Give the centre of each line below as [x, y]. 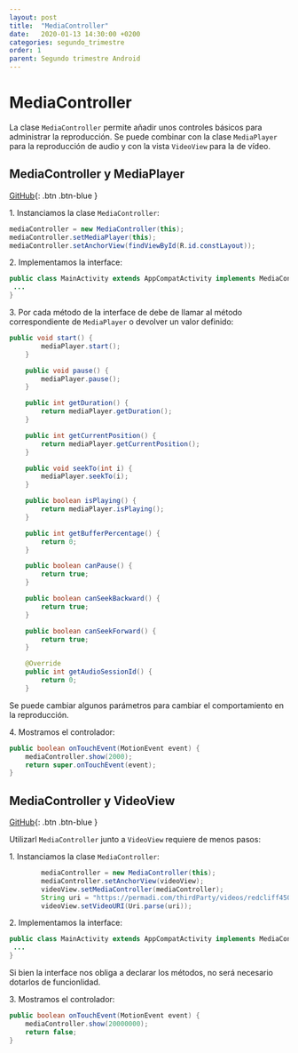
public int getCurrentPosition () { [91, 435]
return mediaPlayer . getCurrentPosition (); [121, 444]
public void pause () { [67, 371]
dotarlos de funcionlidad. [55, 982]
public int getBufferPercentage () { [93, 533]
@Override [43, 664]
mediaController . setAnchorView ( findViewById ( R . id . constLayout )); [132, 245]
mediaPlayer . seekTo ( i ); [85, 476]
